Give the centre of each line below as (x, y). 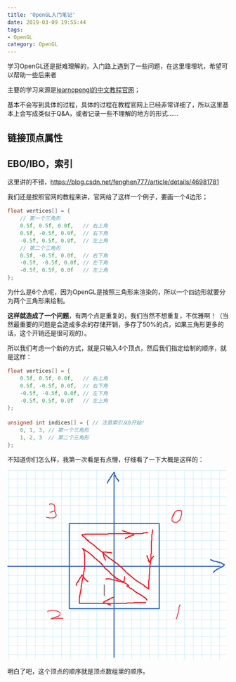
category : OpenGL (33, 45)
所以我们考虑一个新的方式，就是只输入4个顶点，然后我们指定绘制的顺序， (114, 348)
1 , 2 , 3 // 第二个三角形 (54, 437)
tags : (15, 29)
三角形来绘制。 (47, 301)
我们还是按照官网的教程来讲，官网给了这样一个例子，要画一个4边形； (108, 197)
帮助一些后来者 (35, 75)
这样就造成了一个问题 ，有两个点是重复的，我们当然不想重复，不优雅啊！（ (115, 316)
